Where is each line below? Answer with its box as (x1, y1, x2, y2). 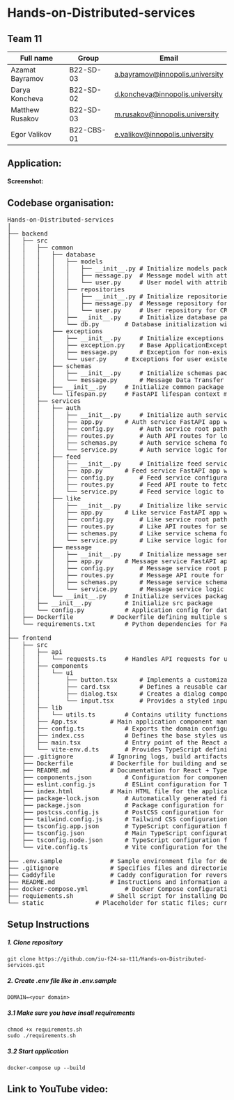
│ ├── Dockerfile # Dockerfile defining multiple (7, 613, 221, 621)
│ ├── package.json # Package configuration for (7, 801, 224, 809)
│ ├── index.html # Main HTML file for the (7, 787, 198, 795)
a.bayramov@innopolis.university (114, 70, 224, 79)
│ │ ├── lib (7, 703, 63, 712)
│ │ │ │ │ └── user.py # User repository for (7, 306, 217, 314)
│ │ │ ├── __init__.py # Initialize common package (7, 383, 224, 391)
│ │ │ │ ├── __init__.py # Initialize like (7, 501, 202, 510)
